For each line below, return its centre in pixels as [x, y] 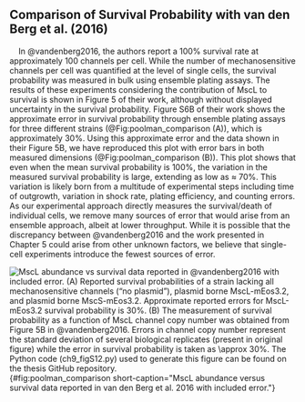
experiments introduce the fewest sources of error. [120, 254]
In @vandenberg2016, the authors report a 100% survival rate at [138, 51]
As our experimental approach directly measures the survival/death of [141, 206]
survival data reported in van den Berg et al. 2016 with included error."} [142, 387]
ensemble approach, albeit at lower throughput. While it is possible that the [150, 225]
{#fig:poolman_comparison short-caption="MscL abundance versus [137, 377]
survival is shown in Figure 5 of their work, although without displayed [141, 99]
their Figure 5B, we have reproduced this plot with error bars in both [137, 147]
